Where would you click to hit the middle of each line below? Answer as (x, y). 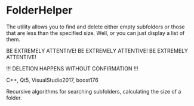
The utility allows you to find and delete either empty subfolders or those (96, 27)
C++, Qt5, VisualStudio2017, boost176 (52, 80)
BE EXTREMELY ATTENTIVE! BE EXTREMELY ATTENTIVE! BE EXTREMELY (97, 50)
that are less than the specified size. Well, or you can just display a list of (96, 33)
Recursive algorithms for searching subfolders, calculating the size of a (94, 91)
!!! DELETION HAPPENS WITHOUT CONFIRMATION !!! (72, 68)
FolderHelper (39, 10)
